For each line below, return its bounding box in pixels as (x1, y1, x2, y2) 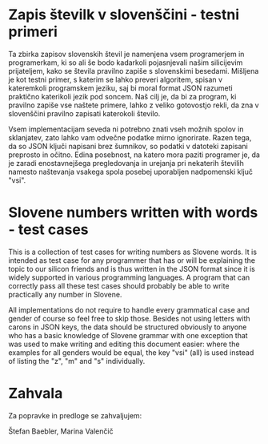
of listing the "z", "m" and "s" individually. (8, 356, 146, 365)
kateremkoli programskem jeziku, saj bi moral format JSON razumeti (8, 83, 234, 93)
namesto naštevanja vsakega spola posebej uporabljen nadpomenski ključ (8, 167, 254, 176)
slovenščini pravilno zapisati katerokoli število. (8, 108, 161, 118)
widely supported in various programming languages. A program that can (8, 272, 250, 282)
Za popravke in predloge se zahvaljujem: (8, 410, 142, 420)
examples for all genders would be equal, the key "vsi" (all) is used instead (8, 347, 254, 357)
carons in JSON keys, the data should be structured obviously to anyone (8, 322, 247, 332)
